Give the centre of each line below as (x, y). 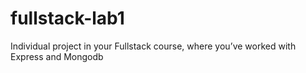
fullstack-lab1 (67, 18)
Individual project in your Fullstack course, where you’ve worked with (153, 46)
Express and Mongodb (57, 56)
